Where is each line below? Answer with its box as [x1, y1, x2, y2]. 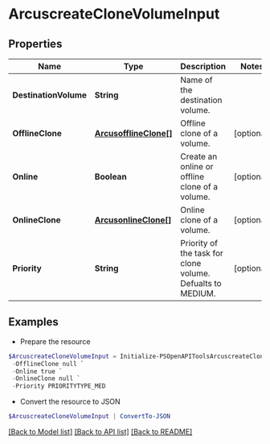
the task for [180, 247, 223, 259]
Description [180, 61, 227, 72]
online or [180, 161, 214, 172]
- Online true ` [11, 367, 63, 376]
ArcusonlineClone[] [94, 214, 172, 226]
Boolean [94, 171, 127, 182]
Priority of [180, 238, 219, 248]
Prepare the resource [19, 336, 91, 346]
